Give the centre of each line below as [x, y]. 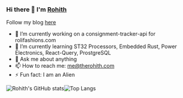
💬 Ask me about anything [46, 59]
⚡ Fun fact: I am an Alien [45, 75]
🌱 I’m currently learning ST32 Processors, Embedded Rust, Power [96, 46]
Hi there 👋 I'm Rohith [36, 10]
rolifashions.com [35, 40]
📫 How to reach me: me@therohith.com [65, 66]
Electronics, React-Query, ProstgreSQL [63, 53]
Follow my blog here [31, 23]
